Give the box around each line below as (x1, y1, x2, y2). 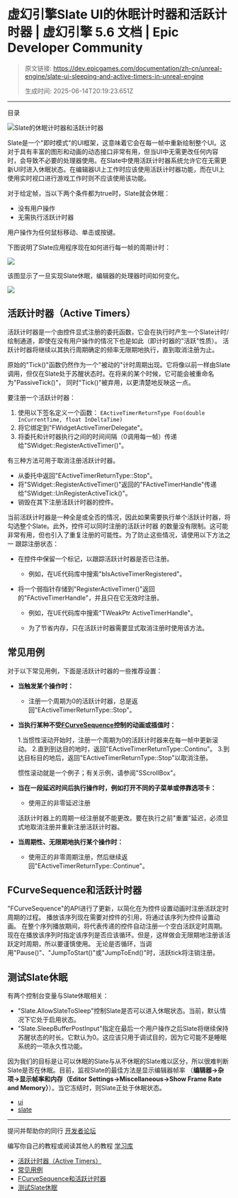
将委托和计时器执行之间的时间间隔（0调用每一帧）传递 (17, 432, 177, 440)
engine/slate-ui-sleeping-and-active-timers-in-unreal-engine (24, 72, 204, 80)
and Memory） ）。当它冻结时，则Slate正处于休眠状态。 (7, 1084, 166, 1092)
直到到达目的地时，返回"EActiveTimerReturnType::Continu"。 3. (38, 744, 224, 753)
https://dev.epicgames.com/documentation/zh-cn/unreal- (52, 64, 222, 72)
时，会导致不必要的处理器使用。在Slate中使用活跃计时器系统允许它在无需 (7, 156, 221, 164)
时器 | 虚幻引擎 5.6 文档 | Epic (7, 24, 179, 40)
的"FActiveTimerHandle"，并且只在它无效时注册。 (17, 593, 163, 602)
